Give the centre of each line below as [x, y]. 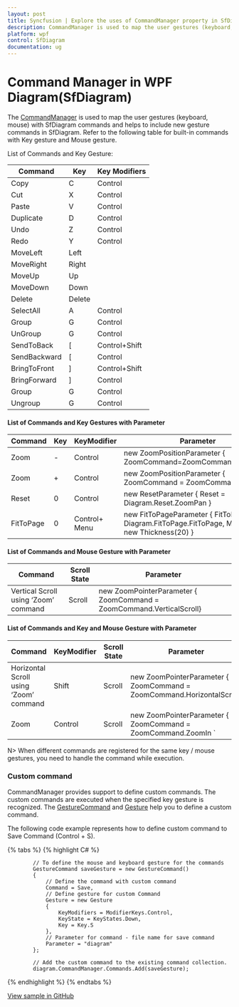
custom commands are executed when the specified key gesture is [106, 799]
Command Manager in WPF [90, 82]
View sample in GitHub [41, 996]
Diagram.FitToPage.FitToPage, [174, 523]
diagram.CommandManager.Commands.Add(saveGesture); [111, 969]
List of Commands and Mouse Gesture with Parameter [89, 551]
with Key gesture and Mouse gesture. [62, 140]
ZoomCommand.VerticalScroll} [150, 609]
